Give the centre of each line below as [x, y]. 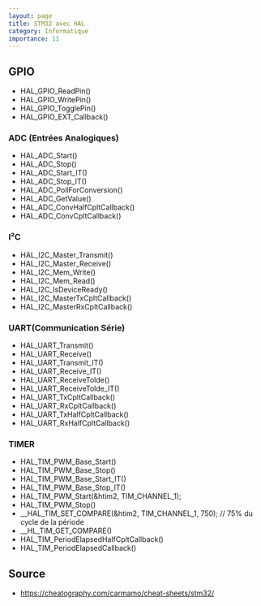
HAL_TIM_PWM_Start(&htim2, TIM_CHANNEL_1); [101, 496]
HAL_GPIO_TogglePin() [58, 108]
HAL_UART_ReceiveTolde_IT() [70, 388]
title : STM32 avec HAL [47, 24]
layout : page [30, 16]
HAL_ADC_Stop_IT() [53, 182]
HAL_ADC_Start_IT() [53, 173]
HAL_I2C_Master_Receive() [66, 263]
